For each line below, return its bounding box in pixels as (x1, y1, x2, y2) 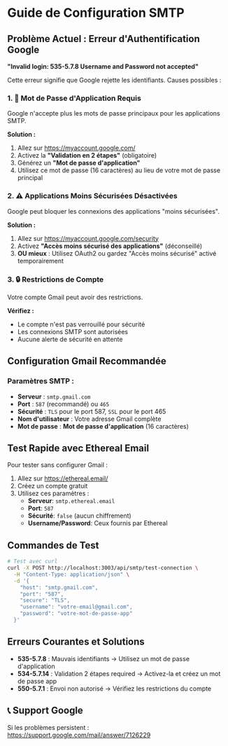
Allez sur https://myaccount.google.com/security (17, 234, 159, 242)
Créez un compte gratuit (17, 482, 88, 490)
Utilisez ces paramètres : (17, 489, 90, 498)
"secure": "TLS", (20, 597, 71, 604)
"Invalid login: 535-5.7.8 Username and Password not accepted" (7, 62, 199, 71)
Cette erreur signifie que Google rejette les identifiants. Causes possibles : (7, 76, 222, 84)
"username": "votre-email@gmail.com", (20, 604, 133, 611)
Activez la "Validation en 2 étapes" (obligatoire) (17, 151, 157, 160)
